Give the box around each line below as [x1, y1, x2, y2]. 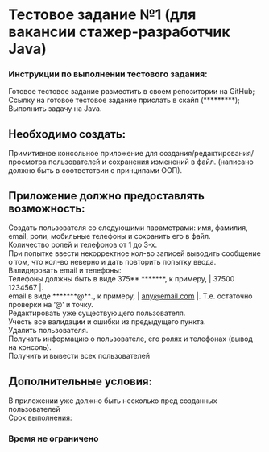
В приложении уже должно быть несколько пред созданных [8, 396, 217, 405]
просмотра [8, 157, 47, 166]
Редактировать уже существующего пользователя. [8, 308, 186, 318]
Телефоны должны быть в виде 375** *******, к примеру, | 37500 [8, 274, 235, 284]
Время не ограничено [8, 433, 99, 444]
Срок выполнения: [8, 413, 72, 422]
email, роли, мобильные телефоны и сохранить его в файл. [8, 232, 211, 241]
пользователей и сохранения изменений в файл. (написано [48, 157, 254, 166]
